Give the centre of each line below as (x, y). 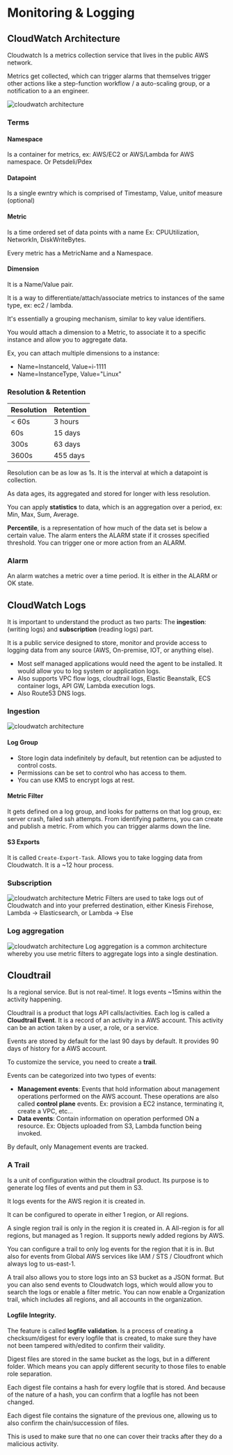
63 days (67, 445)
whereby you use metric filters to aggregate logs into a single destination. (113, 953)
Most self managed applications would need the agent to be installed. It (120, 664)
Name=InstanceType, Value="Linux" (69, 374)
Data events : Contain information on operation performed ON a (108, 1119)
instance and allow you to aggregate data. (67, 340)
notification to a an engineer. (48, 91)
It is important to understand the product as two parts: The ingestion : (107, 622)
